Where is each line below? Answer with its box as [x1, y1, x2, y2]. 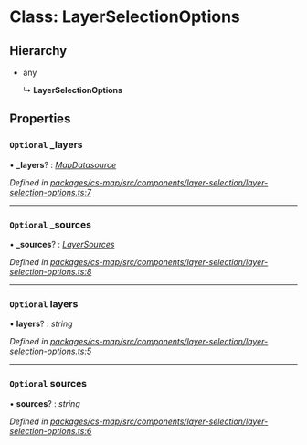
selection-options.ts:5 [9, 345, 92, 357]
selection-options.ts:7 [9, 186, 91, 197]
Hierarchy [9, 43, 68, 58]
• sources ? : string [9, 397, 80, 408]
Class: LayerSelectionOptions [9, 6, 240, 27]
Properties [9, 111, 71, 127]
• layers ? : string [9, 318, 73, 330]
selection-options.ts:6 [9, 425, 92, 436]
